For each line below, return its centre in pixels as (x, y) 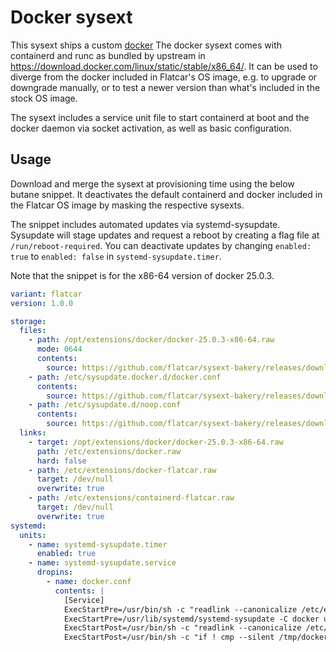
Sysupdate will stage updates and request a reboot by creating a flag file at (165, 235)
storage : (28, 321)
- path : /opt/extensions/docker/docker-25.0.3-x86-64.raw (151, 340)
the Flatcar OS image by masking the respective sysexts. (127, 205)
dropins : (55, 572)
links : (33, 433)
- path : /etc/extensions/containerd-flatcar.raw (131, 498)
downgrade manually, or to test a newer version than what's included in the (165, 87)
